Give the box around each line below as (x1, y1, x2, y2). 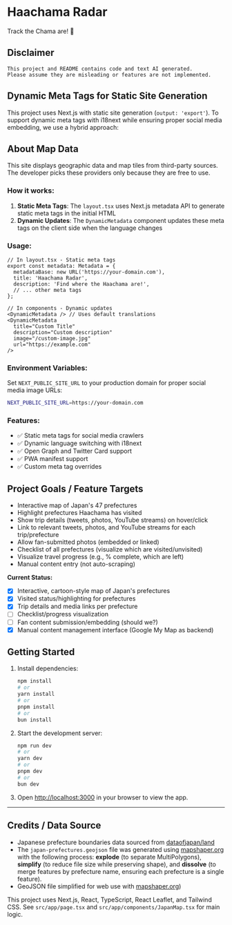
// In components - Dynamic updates (7, 304, 113, 311)
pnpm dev (17, 768, 43, 775)
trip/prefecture (17, 531, 59, 539)
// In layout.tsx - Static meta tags (7, 256, 116, 263)
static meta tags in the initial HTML (17, 208, 116, 217)
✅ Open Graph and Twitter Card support (17, 447, 133, 456)
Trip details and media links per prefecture (17, 602, 138, 611)
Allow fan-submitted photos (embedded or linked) (17, 538, 160, 546)
